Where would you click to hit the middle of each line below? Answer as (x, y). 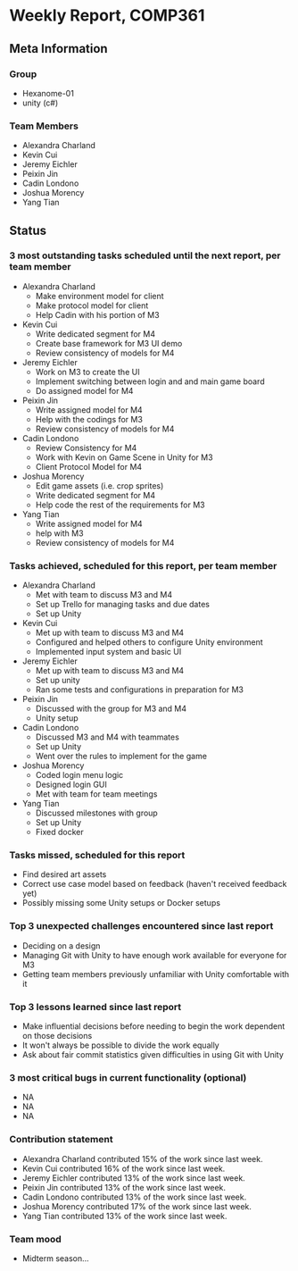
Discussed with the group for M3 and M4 (111, 709)
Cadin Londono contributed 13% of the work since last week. (134, 1197)
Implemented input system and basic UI (108, 652)
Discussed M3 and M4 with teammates (108, 737)
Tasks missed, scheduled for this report (97, 856)
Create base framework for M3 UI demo (109, 343)
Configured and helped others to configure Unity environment (149, 642)
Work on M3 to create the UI (87, 372)
